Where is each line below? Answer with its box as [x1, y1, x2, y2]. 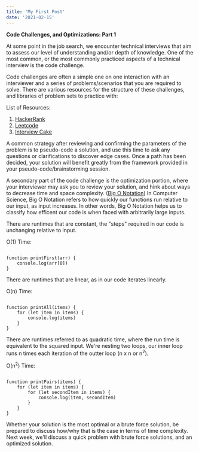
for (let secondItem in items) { [27, 389, 111, 395]
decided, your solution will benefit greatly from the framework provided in [6, 159, 188, 166]
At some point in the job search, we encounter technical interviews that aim [6, 43, 192, 50]
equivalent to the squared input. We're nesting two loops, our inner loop [6, 342, 183, 349]
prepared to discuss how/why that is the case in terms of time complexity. [6, 427, 188, 434]
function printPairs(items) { [6, 378, 82, 385]
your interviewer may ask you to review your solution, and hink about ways [6, 183, 190, 190]
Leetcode [14, 122, 39, 129]
